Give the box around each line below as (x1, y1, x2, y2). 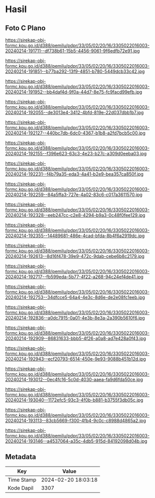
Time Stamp (8, 476, 37, 483)
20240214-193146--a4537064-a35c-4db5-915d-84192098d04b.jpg (5, 438, 147, 444)
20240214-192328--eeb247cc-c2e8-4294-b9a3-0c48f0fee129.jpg (5, 212, 145, 218)
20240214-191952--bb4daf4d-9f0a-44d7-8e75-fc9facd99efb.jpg (5, 89, 142, 95)
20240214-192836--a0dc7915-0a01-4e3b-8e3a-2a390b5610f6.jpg (5, 315, 145, 321)
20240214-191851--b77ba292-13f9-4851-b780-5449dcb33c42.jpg (5, 68, 145, 74)
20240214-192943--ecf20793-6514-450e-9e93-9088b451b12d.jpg (5, 356, 146, 362)
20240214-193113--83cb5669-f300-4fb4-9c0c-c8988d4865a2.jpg (5, 418, 146, 423)
